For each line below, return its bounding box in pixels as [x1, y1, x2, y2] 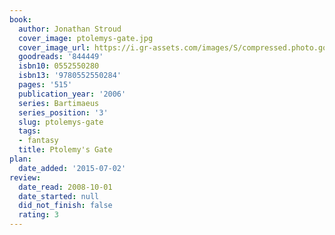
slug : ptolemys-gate [18, 117, 104, 127]
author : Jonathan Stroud [18, 24, 122, 34]
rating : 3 [18, 210, 59, 220]
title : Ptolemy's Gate [18, 145, 113, 155]
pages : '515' [18, 80, 73, 90]
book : [9, 14, 32, 25]
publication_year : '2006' [18, 89, 127, 99]
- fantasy [18, 136, 59, 146]
